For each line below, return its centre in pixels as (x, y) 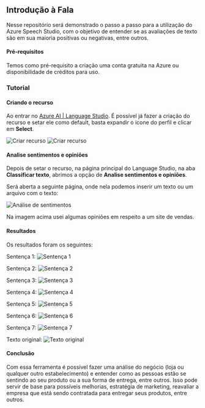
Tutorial (18, 87)
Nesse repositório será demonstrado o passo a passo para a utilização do (99, 24)
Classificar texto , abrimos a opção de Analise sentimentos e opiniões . (97, 175)
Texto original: (24, 339)
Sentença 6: (21, 316)
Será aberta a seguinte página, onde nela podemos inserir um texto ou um (100, 187)
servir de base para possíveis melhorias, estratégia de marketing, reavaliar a (102, 386)
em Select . (20, 129)
